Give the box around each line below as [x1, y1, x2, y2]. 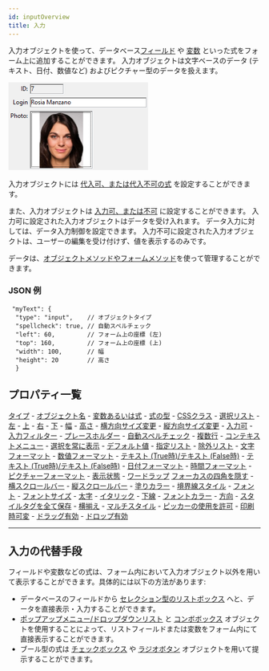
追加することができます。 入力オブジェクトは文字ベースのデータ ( [35, 55, 252, 65]
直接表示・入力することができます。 [41, 604, 160, 614]
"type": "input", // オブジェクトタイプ [15, 313, 152, 321]
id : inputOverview [8, 13, 70, 21]
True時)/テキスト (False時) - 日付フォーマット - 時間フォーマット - [33, 461, 252, 470]
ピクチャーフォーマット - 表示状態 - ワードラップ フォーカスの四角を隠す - [8, 470, 255, 481]
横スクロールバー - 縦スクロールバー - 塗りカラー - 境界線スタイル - [8, 481, 232, 490]
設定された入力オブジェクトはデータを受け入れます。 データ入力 [29, 216, 242, 226]
